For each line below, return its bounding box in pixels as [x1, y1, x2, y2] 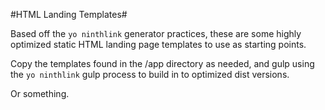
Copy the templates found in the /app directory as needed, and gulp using [10, 58, 315, 69]
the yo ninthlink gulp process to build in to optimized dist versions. [10, 69, 290, 80]
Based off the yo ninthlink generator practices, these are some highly [10, 28, 302, 39]
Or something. [10, 88, 70, 99]
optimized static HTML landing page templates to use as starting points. [10, 39, 307, 50]
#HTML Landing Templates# [10, 9, 128, 20]
